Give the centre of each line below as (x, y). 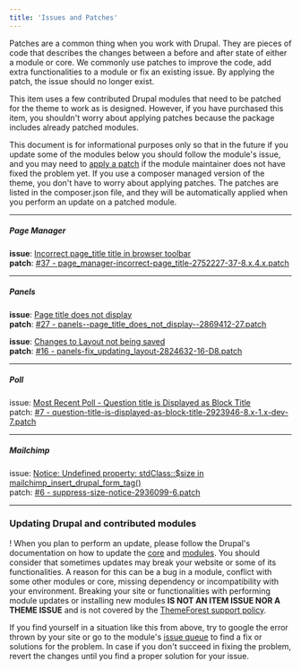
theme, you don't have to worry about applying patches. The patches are (144, 183)
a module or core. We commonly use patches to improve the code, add (140, 62)
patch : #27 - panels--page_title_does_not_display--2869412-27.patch (138, 324)
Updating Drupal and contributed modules (103, 524)
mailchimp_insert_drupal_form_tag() (75, 483)
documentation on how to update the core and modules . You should (134, 553)
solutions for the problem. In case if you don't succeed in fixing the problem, (150, 646)
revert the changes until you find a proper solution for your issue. (129, 656)
